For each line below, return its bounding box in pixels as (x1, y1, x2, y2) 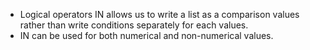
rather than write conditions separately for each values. (19, 19, 249, 31)
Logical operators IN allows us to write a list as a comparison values (19, 9, 300, 20)
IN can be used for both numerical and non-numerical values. (19, 30, 274, 41)
